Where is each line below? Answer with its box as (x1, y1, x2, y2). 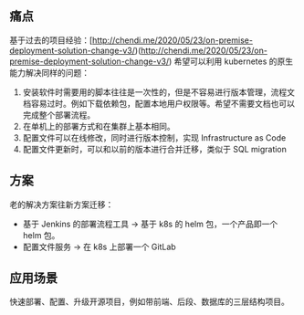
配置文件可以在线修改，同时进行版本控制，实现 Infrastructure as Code (22, 131, 287, 143)
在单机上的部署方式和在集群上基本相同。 (22, 121, 175, 131)
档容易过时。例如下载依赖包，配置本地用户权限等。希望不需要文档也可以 (22, 98, 295, 109)
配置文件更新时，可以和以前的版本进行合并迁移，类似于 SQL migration (22, 143, 288, 154)
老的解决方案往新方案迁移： (9, 199, 114, 210)
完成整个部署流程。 (22, 109, 96, 121)
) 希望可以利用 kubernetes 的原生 (168, 56, 294, 67)
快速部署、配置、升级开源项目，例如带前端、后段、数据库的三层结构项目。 (9, 296, 289, 308)
